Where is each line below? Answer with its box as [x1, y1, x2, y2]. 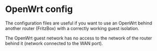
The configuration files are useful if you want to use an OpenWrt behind [5, 20, 153, 26]
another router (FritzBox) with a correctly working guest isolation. [5, 25, 140, 31]
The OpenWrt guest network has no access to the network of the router [5, 35, 153, 41]
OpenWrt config [5, 3, 73, 15]
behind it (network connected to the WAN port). [5, 40, 103, 46]
